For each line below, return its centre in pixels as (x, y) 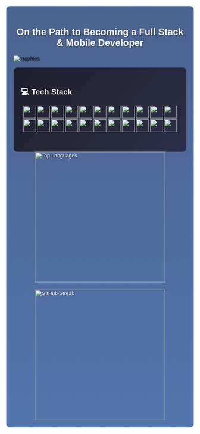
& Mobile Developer (100, 43)
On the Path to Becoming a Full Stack (100, 32)
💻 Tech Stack (47, 91)
